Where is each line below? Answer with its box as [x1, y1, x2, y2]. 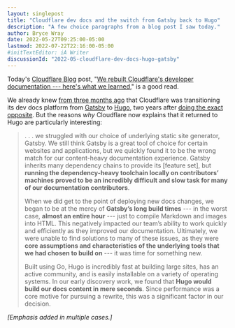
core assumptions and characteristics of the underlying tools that [24, 241, 220, 250]
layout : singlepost [7, 10, 64, 17]
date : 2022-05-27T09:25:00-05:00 [7, 36, 105, 43]
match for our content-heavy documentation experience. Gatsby [24, 154, 211, 162]
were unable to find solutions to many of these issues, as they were [24, 234, 219, 242]
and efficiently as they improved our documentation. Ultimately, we [24, 226, 218, 234]
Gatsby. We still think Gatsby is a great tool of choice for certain [24, 139, 208, 147]
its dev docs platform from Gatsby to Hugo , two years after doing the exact [7, 103, 224, 112]
